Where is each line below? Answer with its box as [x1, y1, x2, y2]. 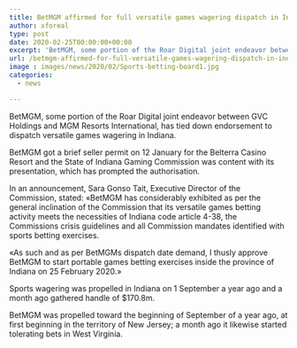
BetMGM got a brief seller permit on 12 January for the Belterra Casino [9, 147, 267, 158]
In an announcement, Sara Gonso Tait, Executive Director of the [9, 182, 241, 193]
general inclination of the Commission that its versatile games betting [9, 201, 262, 213]
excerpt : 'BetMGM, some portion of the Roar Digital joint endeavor [9, 46, 267, 55]
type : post [9, 29, 49, 38]
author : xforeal [9, 21, 69, 30]
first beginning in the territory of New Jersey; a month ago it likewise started [9, 319, 287, 329]
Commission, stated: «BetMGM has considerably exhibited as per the [9, 192, 262, 203]
